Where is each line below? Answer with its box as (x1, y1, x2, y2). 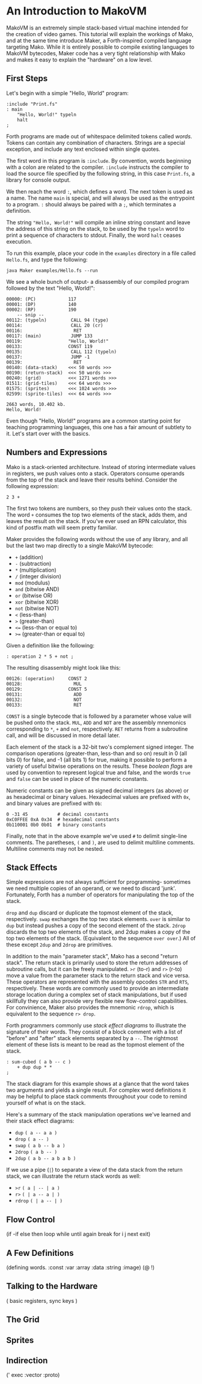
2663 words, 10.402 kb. (6, 401, 66, 407)
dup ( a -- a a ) (14, 1130, 58, 1136)
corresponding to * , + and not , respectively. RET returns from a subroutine (6, 725, 188, 732)
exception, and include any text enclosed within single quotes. (6, 145, 161, 153)
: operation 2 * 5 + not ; (6, 654, 74, 660)
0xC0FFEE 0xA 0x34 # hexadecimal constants (6, 816, 120, 822)
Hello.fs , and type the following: (6, 256, 88, 263)
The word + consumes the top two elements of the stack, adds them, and (6, 511, 188, 518)
